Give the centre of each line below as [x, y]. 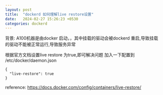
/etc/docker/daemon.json [31, 60]
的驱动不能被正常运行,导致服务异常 [41, 45]
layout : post [19, 10]
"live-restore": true [32, 74]
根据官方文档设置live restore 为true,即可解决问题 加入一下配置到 [70, 55]
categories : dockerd [26, 24]
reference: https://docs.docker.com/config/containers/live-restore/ [73, 88]
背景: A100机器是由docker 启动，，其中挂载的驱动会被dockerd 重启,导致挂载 [82, 38]
